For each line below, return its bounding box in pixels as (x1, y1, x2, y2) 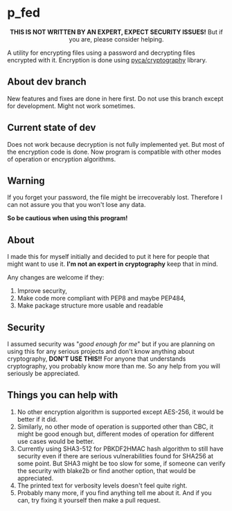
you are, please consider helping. (69, 35, 164, 43)
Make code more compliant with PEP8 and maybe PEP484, (17, 294, 186, 303)
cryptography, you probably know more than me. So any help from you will (7, 362, 220, 370)
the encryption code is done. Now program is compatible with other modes (7, 147, 222, 156)
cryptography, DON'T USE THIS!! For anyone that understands (7, 355, 186, 363)
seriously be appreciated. (7, 369, 80, 377)
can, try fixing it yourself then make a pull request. (17, 496, 161, 504)
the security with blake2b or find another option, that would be (17, 466, 196, 475)
